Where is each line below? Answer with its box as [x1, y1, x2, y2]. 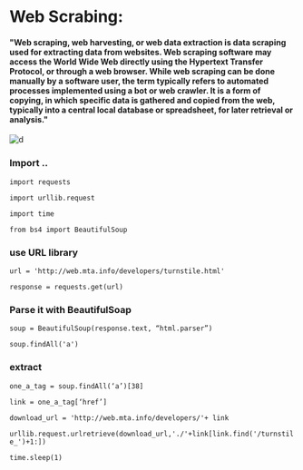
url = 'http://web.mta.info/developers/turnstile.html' [9, 266, 225, 276]
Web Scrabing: [9, 6, 124, 27]
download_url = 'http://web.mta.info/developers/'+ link [9, 413, 230, 423]
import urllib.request [9, 193, 95, 202]
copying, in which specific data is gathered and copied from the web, [9, 94, 276, 105]
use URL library [9, 246, 79, 259]
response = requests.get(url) [9, 282, 124, 291]
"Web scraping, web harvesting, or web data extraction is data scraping [9, 36, 287, 47]
